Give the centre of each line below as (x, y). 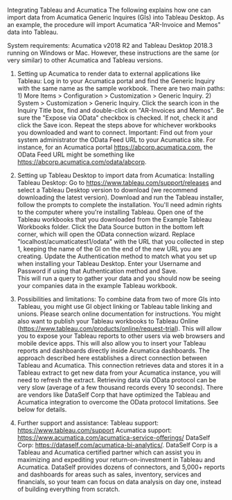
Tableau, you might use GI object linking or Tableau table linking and (115, 306)
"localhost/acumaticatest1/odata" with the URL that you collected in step (121, 241)
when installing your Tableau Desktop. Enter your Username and (109, 264)
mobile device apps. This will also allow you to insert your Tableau (111, 343)
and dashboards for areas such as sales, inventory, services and (109, 474)
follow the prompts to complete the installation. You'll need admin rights (119, 205)
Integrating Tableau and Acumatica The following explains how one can (109, 10)
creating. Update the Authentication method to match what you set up (117, 256)
